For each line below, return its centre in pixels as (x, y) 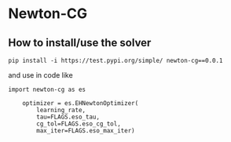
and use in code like (40, 75)
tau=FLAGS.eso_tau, (68, 117)
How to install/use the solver (80, 43)
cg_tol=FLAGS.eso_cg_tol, (79, 124)
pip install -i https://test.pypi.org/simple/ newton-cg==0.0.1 (115, 60)
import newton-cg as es (47, 89)
